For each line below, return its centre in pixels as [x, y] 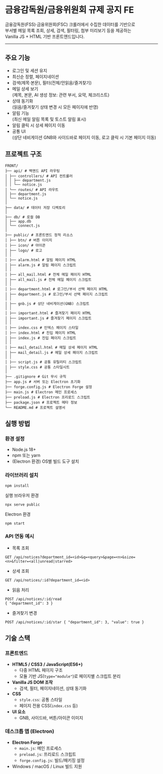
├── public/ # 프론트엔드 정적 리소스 [39, 235]
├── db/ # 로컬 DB [23, 217]
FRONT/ [12, 166]
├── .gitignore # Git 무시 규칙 [36, 377]
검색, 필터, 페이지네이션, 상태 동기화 [53, 688]
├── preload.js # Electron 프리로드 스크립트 [48, 397]
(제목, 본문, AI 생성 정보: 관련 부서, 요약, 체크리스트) [61, 95]
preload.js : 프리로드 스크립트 [48, 754]
